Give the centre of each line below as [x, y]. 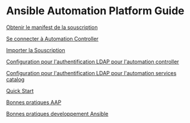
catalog [15, 79]
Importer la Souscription [36, 50]
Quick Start [20, 90]
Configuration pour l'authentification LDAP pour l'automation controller [93, 61]
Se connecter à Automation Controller [53, 38]
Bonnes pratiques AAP [34, 102]
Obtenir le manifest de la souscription [52, 27]
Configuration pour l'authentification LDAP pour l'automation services [91, 73]
